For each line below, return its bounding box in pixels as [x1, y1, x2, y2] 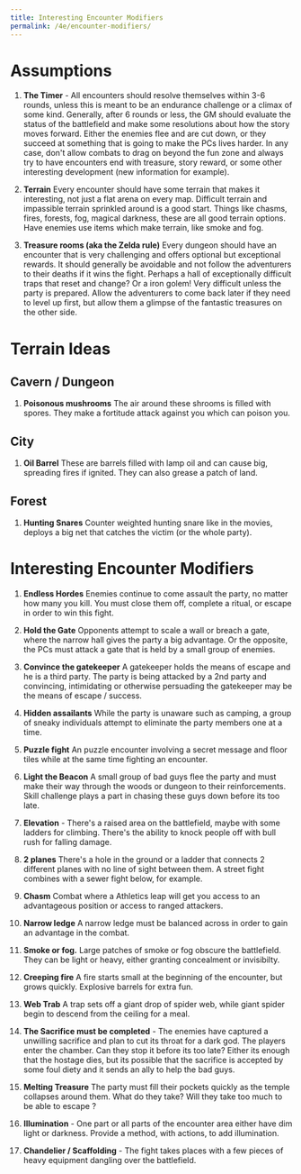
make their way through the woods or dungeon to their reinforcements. [22, 781, 287, 791]
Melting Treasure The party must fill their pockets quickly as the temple [22, 1082, 290, 1092]
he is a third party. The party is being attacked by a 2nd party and [22, 671, 268, 681]
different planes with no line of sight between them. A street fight [22, 864, 264, 874]
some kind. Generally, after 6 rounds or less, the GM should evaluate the [22, 109, 291, 120]
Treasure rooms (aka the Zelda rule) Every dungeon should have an [22, 240, 278, 250]
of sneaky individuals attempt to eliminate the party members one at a [22, 717, 283, 728]
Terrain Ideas [10, 339, 111, 359]
